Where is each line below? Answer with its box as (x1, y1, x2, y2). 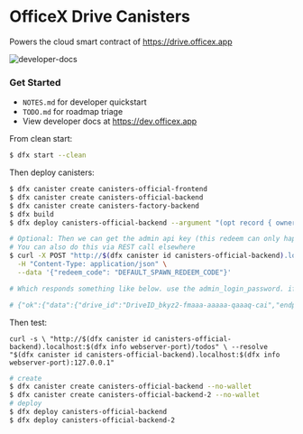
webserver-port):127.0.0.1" (9, 358, 115, 367)
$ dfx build (9, 209, 54, 218)
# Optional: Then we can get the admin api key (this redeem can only (9, 235, 280, 244)
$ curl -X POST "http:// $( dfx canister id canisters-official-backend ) (9, 251, 284, 261)
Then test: (9, 317, 48, 328)
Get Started (9, 76, 61, 88)
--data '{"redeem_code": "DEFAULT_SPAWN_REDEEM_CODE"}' (17, 268, 232, 277)
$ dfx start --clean (9, 151, 87, 160)
